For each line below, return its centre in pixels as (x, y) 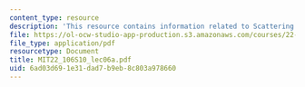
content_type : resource (54, 18)
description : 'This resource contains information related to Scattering (152, 26)
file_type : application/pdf (63, 43)
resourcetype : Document (54, 52)
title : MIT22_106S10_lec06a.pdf (70, 60)
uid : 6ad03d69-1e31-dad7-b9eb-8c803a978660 (93, 69)
